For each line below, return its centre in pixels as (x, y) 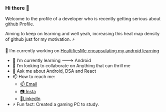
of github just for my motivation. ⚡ (40, 39)
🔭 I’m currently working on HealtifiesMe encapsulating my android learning (82, 51)
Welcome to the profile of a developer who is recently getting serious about (83, 19)
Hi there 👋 (17, 8)
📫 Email (28, 84)
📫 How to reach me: (34, 77)
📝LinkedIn (30, 99)
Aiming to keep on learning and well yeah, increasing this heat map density (82, 34)
